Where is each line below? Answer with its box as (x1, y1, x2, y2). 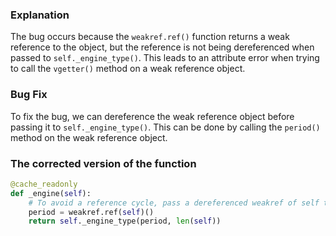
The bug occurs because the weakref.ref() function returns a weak (10, 31, 290, 43)
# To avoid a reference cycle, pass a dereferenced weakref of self (28, 198, 320, 208)
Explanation (10, 8, 70, 22)
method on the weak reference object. (10, 131, 168, 143)
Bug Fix (10, 88, 48, 102)
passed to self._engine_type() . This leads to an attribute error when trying (10, 52, 320, 64)
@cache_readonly (10, 179, 78, 189)
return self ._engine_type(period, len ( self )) (28, 216, 222, 227)
